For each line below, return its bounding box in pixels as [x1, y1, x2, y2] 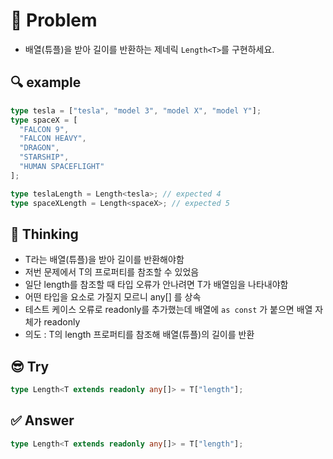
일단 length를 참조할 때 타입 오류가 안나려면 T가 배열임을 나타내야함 [24, 279, 289, 291]
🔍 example [10, 74, 82, 91]
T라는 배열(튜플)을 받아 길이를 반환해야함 [24, 254, 185, 266]
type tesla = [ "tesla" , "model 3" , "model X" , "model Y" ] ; [10, 105, 262, 116]
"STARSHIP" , [19, 152, 70, 163]
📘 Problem [10, 9, 98, 32]
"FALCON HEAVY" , [19, 134, 87, 144]
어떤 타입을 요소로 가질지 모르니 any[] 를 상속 [24, 291, 202, 303]
